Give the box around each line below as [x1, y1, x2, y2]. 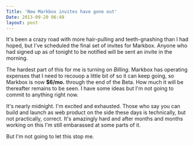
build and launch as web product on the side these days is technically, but [6, 109, 186, 116]
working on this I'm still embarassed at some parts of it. [6, 122, 141, 129]
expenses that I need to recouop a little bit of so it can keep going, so [6, 72, 175, 80]
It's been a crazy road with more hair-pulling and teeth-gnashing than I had [6, 36, 189, 43]
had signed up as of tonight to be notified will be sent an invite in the [6, 48, 173, 56]
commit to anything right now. [6, 91, 78, 98]
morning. [6, 54, 28, 62]
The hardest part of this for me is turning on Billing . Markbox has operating [6, 66, 188, 73]
